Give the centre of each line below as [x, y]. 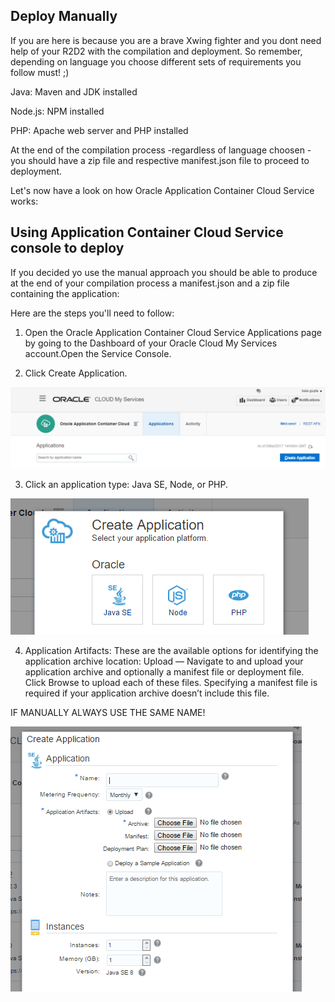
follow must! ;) [40, 72]
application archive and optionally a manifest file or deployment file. [164, 671]
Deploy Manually [64, 16]
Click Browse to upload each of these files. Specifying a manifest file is [171, 682]
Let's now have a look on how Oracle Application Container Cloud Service [162, 190]
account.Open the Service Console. [98, 353]
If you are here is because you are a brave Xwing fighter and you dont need [166, 40]
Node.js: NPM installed [57, 111]
